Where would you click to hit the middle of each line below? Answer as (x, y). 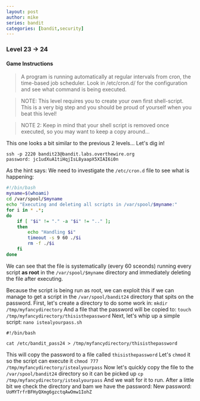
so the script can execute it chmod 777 (52, 361)
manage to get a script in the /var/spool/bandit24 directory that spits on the (100, 296)
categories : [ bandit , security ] (45, 28)
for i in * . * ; (25, 210)
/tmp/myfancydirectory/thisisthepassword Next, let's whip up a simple (93, 316)
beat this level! (39, 114)
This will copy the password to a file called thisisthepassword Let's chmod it (99, 354)
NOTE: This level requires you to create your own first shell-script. (102, 101)
